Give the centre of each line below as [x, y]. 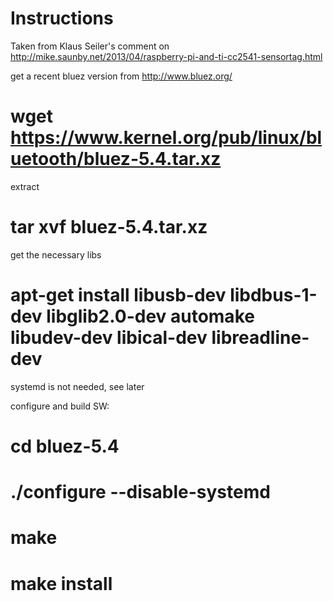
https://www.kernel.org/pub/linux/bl [166, 138]
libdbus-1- [273, 295]
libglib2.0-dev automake [150, 316]
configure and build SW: [60, 406]
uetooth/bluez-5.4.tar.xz [116, 159]
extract [25, 186]
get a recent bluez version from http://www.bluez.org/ [121, 76]
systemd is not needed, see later [77, 386]
